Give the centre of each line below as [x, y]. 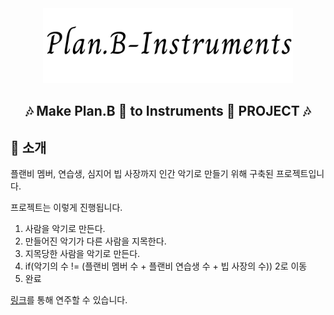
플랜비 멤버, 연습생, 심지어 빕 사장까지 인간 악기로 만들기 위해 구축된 [142, 174]
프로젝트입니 [300, 174]
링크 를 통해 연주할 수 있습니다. [69, 300]
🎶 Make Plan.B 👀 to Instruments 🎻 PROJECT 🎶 [168, 111]
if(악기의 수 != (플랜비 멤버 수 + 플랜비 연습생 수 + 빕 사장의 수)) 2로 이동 [166, 266]
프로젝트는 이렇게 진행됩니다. [66, 208]
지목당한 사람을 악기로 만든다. [82, 254]
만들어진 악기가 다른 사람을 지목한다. [95, 241]
